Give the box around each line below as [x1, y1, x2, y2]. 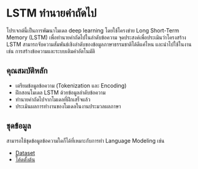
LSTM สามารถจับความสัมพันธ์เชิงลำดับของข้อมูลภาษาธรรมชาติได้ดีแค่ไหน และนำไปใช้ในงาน [6, 40, 192, 48]
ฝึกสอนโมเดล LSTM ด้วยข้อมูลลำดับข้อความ [15, 89, 106, 96]
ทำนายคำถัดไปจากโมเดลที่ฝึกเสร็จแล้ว [15, 96, 91, 103]
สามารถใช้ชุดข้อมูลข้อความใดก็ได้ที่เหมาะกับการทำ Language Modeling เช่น [6, 137, 165, 144]
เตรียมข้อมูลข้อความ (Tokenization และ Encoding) [15, 81, 127, 89]
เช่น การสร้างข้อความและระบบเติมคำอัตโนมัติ [6, 47, 95, 54]
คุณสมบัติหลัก [6, 66, 48, 76]
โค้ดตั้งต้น [15, 156, 36, 163]
